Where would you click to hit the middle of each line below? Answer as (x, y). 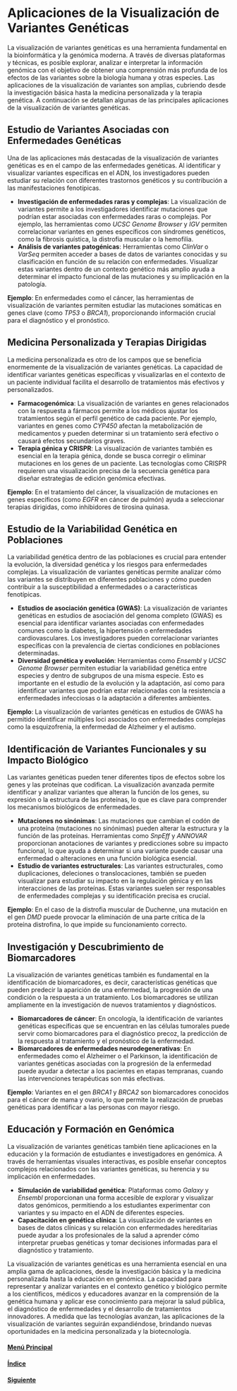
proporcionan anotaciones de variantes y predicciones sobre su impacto (123, 843)
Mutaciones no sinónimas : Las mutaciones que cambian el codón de (119, 821)
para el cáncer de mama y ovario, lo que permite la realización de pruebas (115, 1100)
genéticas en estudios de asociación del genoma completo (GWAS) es (120, 616)
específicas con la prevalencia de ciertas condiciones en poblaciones (119, 646)
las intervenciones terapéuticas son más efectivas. (91, 1079)
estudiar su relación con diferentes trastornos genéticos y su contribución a (117, 180)
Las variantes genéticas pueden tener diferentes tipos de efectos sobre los (116, 777)
